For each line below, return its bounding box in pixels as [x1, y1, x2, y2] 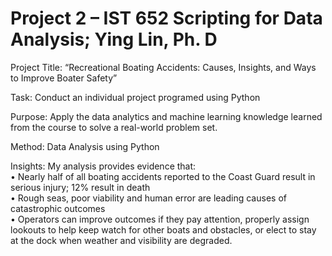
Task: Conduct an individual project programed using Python [10, 91, 261, 103]
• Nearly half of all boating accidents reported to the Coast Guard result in [10, 170, 316, 182]
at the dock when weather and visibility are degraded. [10, 234, 233, 246]
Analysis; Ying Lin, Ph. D [10, 28, 218, 51]
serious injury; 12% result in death [10, 181, 151, 193]
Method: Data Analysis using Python [10, 140, 160, 152]
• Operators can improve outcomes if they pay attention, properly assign [10, 213, 310, 225]
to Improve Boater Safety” [10, 72, 118, 84]
